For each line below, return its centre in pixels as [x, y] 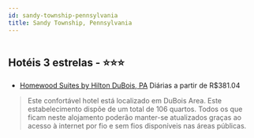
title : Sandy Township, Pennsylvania [70, 23]
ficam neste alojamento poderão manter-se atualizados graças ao [134, 117]
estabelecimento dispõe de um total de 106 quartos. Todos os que [135, 109]
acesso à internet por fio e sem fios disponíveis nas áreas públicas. [137, 126]
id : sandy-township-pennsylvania [63, 15]
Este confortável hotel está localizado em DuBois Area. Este [125, 101]
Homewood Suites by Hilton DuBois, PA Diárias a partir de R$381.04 [130, 86]
